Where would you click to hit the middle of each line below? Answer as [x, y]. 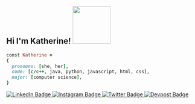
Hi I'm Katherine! [39, 41]
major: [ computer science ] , [47, 78]
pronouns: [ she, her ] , [40, 66]
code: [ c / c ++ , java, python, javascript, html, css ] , [81, 72]
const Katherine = [29, 55]
